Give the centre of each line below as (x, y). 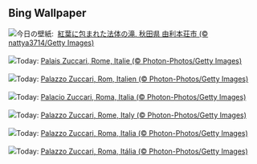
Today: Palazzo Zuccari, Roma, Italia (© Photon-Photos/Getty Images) (133, 133)
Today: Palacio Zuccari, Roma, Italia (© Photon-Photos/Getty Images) (131, 96)
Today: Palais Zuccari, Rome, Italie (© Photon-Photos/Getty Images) (129, 60)
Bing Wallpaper (47, 13)
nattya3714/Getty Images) (51, 43)
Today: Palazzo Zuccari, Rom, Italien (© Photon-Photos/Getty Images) (133, 79)
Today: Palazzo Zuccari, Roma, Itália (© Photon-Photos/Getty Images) (133, 151)
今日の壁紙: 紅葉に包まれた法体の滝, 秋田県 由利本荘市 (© (112, 33)
